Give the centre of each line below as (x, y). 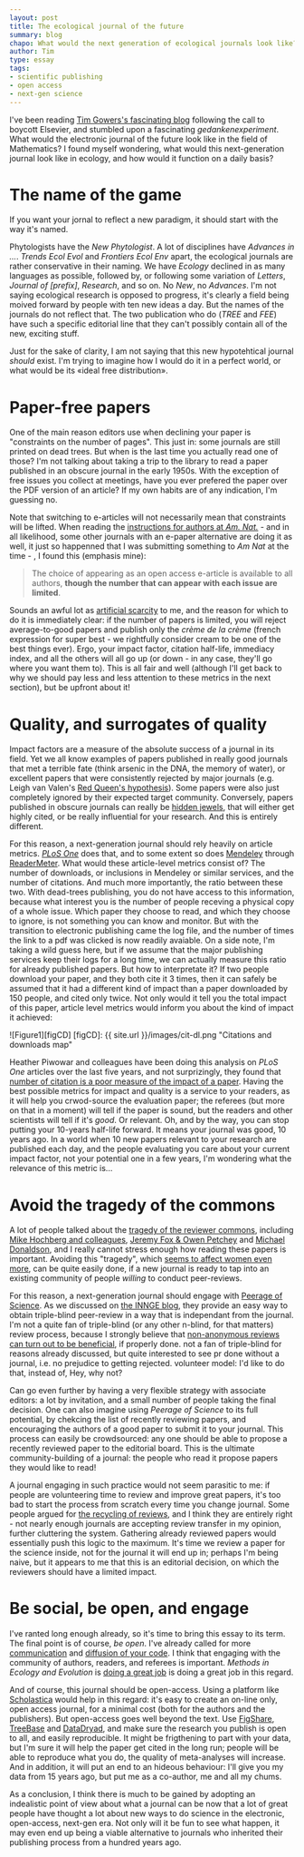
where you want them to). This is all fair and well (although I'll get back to (146, 669)
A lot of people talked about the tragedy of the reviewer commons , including (152, 1230)
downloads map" (41, 1045)
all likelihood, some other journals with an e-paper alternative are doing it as (151, 537)
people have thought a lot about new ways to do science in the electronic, (147, 1813)
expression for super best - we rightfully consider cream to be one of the (145, 640)
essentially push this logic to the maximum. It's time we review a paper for (147, 1543)
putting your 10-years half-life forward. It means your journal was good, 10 (148, 1129)
